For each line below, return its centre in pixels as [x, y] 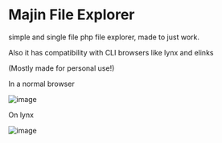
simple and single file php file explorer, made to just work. [104, 37]
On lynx [21, 115]
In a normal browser [41, 84]
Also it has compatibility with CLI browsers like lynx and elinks [111, 52]
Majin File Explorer [72, 15]
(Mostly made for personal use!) [62, 68]
